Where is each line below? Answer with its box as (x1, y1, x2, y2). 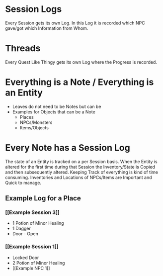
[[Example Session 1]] (5, 243, 59, 250)
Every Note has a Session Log (5, 142, 130, 153)
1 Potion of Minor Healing (12, 220, 64, 226)
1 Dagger (12, 225, 31, 232)
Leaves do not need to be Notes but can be (12, 103, 101, 109)
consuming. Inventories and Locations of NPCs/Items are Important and (5, 174, 153, 180)
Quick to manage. (5, 180, 41, 185)
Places (19, 114, 34, 120)
